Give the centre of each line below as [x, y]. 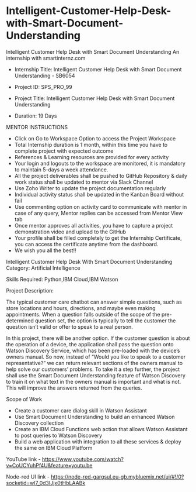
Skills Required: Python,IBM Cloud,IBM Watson [62, 279]
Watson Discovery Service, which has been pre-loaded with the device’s [93, 350]
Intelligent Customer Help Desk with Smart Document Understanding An [93, 51]
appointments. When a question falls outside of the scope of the [83, 314]
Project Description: [30, 290]
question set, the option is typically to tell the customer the [105, 321]
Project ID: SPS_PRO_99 [43, 87]
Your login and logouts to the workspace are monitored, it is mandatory [100, 163]
